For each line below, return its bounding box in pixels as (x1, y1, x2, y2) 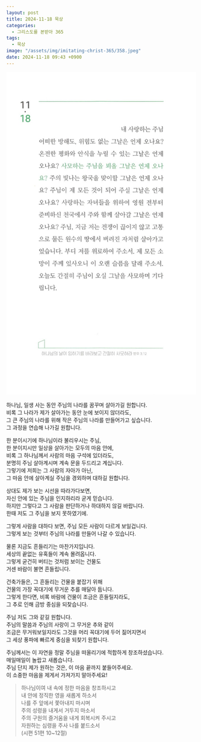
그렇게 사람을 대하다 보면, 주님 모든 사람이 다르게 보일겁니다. (6, 522, 147, 530)
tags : (6, 35, 20, 42)
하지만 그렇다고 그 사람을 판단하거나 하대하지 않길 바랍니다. (6, 502, 144, 510)
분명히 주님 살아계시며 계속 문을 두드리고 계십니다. (6, 459, 124, 466)
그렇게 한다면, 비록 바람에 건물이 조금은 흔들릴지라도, (6, 593, 130, 601)
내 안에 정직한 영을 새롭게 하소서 (20, 692, 97, 699)
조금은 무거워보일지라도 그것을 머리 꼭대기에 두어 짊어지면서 (6, 629, 146, 636)
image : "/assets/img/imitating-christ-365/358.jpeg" (6, 48, 141, 54)
